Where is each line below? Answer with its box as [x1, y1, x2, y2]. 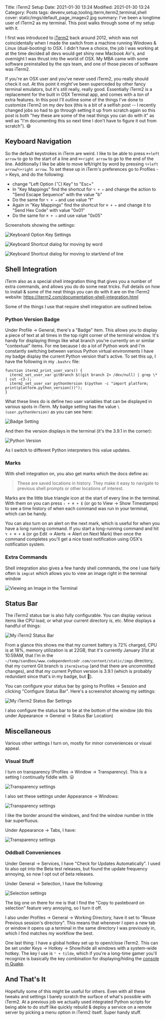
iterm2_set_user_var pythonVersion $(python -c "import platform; [9, 381, 149, 386]
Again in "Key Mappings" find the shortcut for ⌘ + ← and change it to [12, 202, 151, 208]
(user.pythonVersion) [5, 409, 50, 414]
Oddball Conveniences [5, 849, 61, 856]
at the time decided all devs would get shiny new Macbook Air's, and [5, 50, 145, 56]
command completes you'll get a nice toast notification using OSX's [5, 536, 143, 542]
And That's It [5, 975, 46, 983]
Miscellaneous [5, 727, 51, 735]
